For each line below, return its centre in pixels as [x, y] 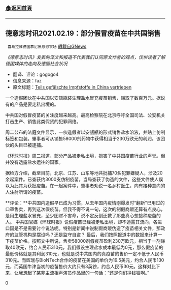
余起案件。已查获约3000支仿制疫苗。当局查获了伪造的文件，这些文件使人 [82, 180]
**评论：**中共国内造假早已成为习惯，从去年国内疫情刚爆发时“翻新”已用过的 [85, 203]
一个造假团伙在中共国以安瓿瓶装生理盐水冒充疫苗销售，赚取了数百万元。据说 [85, 98]
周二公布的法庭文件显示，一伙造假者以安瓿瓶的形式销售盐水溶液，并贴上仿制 [85, 132]
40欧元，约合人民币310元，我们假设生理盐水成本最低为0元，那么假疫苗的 [86, 247]
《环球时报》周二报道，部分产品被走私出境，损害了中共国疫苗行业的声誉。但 [85, 156]
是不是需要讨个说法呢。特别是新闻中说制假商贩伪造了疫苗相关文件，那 [87, 228]
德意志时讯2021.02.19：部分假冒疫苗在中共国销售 [83, 33]
